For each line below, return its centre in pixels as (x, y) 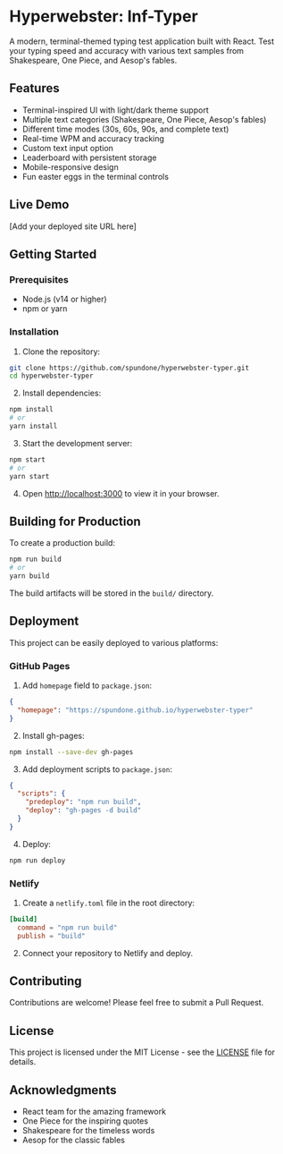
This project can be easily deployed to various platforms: (114, 642)
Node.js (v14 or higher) (64, 299)
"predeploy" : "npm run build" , (83, 802)
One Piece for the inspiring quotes (85, 1121)
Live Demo (39, 204)
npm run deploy (37, 861)
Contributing (46, 981)
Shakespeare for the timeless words (88, 1131)
